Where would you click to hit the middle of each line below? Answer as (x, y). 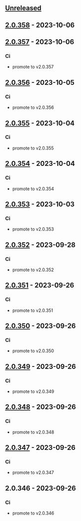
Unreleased (23, 8)
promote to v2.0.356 (33, 108)
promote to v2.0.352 (33, 270)
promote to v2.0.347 (33, 473)
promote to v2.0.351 (33, 310)
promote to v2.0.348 (33, 432)
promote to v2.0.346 (33, 513)
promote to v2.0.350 (33, 351)
